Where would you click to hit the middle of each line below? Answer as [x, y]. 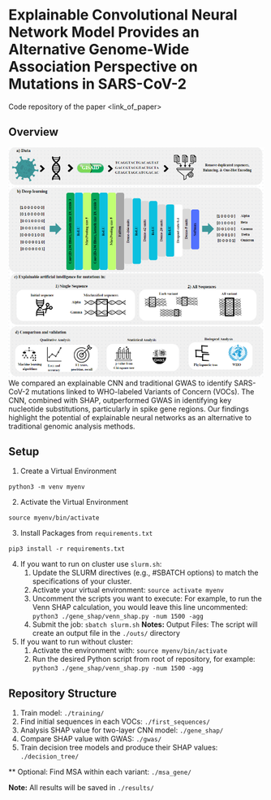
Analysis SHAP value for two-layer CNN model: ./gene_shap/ [122, 730]
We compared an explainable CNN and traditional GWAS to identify [120, 383]
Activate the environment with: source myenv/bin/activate [130, 650]
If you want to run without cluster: [77, 642]
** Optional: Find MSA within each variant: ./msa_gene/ [100, 772]
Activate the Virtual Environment [74, 502]
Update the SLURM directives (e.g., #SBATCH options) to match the [145, 573]
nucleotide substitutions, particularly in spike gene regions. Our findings [129, 409]
